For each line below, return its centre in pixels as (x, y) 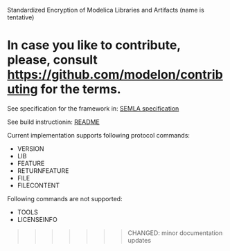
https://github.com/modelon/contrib (115, 75)
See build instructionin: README (54, 122)
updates (139, 240)
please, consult (53, 60)
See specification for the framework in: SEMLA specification (93, 108)
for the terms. (81, 90)
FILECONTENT (38, 185)
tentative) (21, 17)
